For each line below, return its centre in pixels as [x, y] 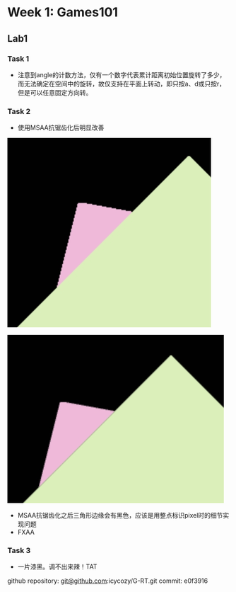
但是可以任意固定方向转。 [55, 92]
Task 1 [18, 59]
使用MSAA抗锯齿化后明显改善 [61, 127]
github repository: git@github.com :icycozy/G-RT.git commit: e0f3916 [108, 581]
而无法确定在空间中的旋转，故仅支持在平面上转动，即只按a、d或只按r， [122, 84]
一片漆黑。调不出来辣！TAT [57, 567]
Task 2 [19, 111]
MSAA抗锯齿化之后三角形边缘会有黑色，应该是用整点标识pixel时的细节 [120, 516]
